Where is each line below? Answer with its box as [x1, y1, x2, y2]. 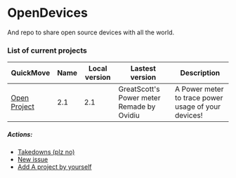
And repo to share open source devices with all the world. [7, 28, 174, 36]
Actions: [7, 130, 33, 138]
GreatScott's [118, 84, 160, 94]
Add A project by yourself [17, 163, 92, 171]
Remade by [118, 102, 156, 111]
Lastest [130, 64, 157, 74]
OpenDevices [7, 5, 88, 21]
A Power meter [174, 84, 224, 94]
